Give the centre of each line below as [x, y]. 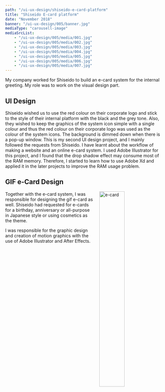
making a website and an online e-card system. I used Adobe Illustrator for [82, 150]
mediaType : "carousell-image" [37, 29]
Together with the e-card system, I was [45, 194]
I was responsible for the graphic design [47, 230]
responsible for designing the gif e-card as [49, 199]
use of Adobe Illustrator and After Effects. [48, 241]
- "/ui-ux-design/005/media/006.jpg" [53, 61]
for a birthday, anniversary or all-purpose [47, 210]
